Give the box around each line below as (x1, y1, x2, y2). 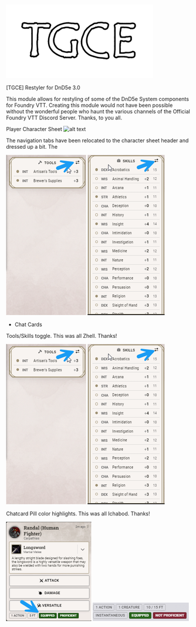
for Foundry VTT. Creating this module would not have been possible (6, 102, 173, 109)
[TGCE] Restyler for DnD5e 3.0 (6, 84, 80, 91)
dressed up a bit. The (6, 143, 58, 150)
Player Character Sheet (6, 126, 63, 132)
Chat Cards (14, 321, 42, 328)
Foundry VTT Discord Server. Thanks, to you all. (6, 114, 122, 121)
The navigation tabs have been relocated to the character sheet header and (6, 137, 189, 144)
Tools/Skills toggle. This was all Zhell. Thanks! (6, 333, 117, 339)
